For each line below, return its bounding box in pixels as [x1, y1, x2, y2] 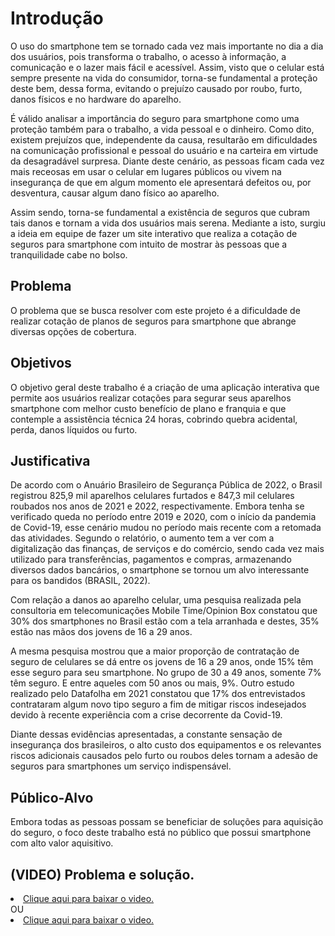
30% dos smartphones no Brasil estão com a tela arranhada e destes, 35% [10, 615, 320, 627]
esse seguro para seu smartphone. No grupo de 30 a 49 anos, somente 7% [10, 667, 322, 679]
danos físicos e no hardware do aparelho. [10, 93, 182, 105]
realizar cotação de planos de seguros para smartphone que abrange [10, 315, 297, 327]
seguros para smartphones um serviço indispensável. [10, 760, 232, 772]
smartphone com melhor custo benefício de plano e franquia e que [10, 402, 287, 414]
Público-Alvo [10, 789, 94, 806]
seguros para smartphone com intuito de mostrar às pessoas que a [10, 238, 288, 250]
